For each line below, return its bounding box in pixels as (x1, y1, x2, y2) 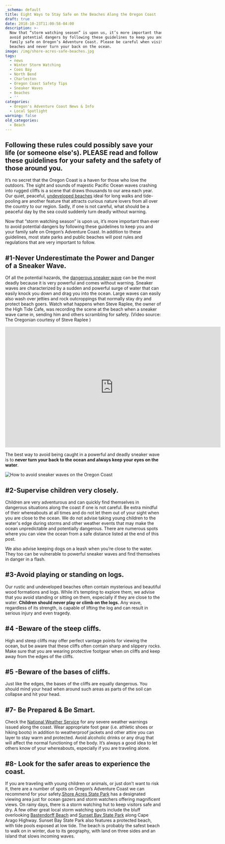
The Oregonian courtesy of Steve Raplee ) (5, 317, 91, 323)
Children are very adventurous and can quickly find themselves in (5, 499, 140, 505)
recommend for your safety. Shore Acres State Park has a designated (5, 791, 146, 797)
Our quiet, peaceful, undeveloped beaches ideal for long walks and (5, 193, 142, 199)
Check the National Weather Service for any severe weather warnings (5, 719, 148, 725)
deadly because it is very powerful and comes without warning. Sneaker (5, 280, 153, 286)
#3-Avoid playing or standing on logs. (5, 570, 124, 579)
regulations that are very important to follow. (5, 239, 96, 245)
